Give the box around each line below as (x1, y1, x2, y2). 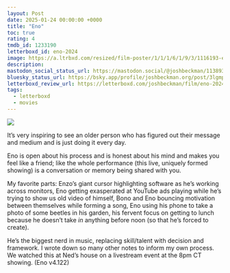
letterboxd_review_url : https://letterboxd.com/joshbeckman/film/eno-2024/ (7, 80, 228, 87)
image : (7, 55, 26, 62)
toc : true (7, 29, 36, 36)
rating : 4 (7, 36, 36, 43)
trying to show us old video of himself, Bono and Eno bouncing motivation (7, 193, 216, 202)
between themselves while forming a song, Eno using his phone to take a (7, 201, 214, 209)
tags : (7, 86, 23, 93)
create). (7, 223, 29, 231)
